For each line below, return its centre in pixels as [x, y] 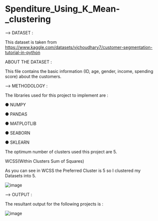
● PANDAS [16, 114]
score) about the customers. [33, 76]
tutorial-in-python [23, 52]
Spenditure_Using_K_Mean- [63, 9]
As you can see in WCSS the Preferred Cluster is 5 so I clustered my [73, 170]
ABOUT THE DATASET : [29, 62]
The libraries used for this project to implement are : [57, 95]
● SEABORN [18, 133]
